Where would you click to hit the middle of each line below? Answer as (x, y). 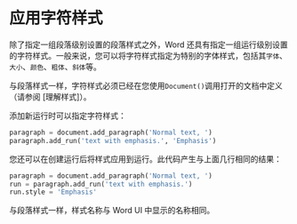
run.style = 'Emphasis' (53, 192)
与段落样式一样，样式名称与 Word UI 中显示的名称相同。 (112, 211)
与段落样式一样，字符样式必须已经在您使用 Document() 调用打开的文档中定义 (146, 85)
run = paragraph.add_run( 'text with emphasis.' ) (101, 184)
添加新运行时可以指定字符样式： (68, 116)
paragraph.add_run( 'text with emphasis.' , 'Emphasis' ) (113, 140)
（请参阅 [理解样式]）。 (50, 96)
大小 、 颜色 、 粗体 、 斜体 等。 (56, 67)
